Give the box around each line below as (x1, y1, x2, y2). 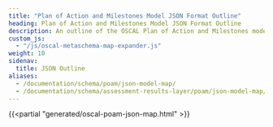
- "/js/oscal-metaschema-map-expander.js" (15, 42, 162, 50)
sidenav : (8, 57, 38, 66)
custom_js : (8, 34, 45, 43)
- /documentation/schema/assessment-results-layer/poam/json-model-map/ (15, 87, 267, 95)
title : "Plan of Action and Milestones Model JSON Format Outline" (8, 11, 242, 20)
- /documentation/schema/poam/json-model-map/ (15, 79, 176, 87)
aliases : (8, 72, 38, 80)
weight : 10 (8, 49, 45, 57)
